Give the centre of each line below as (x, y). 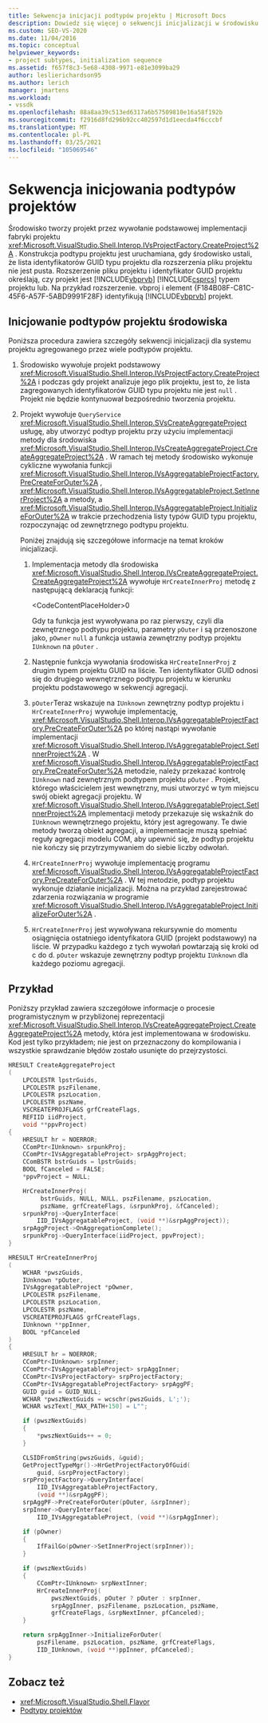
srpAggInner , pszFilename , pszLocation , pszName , (135, 1605)
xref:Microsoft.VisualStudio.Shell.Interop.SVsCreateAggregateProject (133, 423)
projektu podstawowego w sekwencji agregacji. (110, 687)
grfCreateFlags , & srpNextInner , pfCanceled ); (128, 1613)
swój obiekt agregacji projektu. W (87, 796)
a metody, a (83, 499)
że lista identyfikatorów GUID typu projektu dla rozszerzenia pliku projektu (130, 262)
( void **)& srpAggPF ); (73, 1495)
